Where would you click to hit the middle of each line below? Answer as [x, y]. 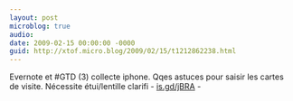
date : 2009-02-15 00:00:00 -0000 [72, 43]
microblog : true [40, 26]
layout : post [34, 18]
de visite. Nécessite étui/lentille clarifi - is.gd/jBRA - [105, 87]
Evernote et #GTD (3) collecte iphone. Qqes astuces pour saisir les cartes [147, 77]
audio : [22, 34]
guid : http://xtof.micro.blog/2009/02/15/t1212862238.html [123, 51]
